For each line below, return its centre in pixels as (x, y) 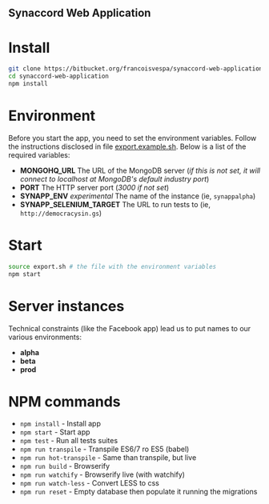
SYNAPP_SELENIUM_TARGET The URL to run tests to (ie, (115, 204)
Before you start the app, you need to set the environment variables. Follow (132, 138)
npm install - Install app (60, 424)
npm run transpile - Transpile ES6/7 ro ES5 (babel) (104, 449)
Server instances (66, 306)
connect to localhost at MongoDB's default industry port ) (114, 178)
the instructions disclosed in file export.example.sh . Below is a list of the (127, 146)
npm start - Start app (55, 432)
